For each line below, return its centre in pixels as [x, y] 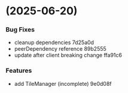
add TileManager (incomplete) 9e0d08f [63, 83]
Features [19, 71]
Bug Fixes [20, 30]
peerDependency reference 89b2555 [60, 49]
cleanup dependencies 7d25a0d [54, 42]
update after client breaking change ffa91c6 [68, 55]
